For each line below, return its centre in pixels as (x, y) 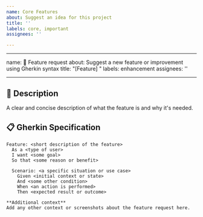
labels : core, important (37, 29)
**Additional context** (36, 203)
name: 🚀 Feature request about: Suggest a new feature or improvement (95, 62)
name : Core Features (32, 12)
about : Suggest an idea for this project (59, 17)
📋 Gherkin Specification (53, 127)
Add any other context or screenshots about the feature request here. (98, 208)
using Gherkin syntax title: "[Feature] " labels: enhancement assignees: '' (97, 69)
